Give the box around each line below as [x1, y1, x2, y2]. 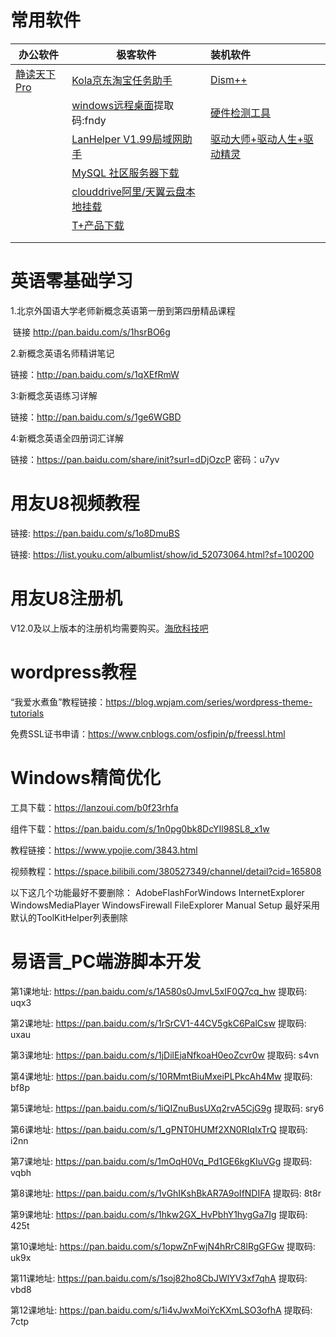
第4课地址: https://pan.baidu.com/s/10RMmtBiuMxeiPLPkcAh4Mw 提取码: [10, 1070, 313, 1082]
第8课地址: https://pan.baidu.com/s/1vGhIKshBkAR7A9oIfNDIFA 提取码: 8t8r [10, 1187, 322, 1199]
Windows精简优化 [10, 766, 161, 789]
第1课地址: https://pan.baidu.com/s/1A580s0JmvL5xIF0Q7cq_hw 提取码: [10, 985, 308, 997]
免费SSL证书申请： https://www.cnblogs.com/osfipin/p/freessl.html [10, 727, 286, 740]
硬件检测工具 [210, 106, 272, 120]
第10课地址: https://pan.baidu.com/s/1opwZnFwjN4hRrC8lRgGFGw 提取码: [10, 1240, 316, 1252]
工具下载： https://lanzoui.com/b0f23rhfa [10, 801, 179, 813]
